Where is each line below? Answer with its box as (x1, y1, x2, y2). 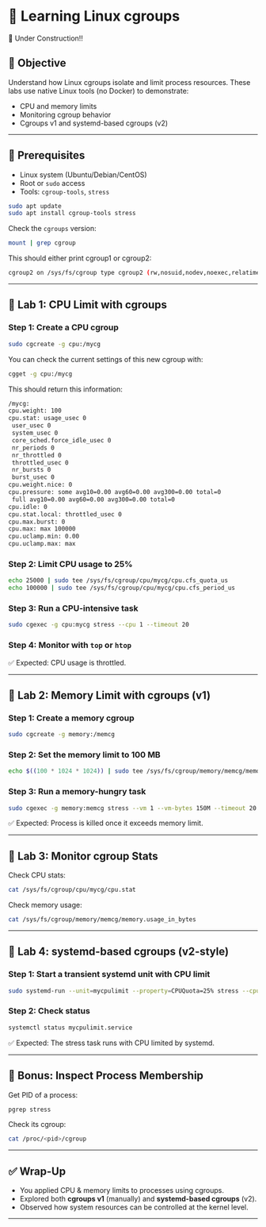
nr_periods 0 (11, 444, 55, 452)
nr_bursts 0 (11, 466, 51, 474)
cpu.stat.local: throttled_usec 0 (8, 510, 123, 519)
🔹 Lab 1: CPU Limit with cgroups (8, 298, 168, 312)
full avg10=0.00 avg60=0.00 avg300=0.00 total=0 (11, 496, 176, 504)
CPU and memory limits (19, 101, 97, 110)
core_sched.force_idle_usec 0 (11, 436, 112, 444)
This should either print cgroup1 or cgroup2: (8, 253, 152, 263)
